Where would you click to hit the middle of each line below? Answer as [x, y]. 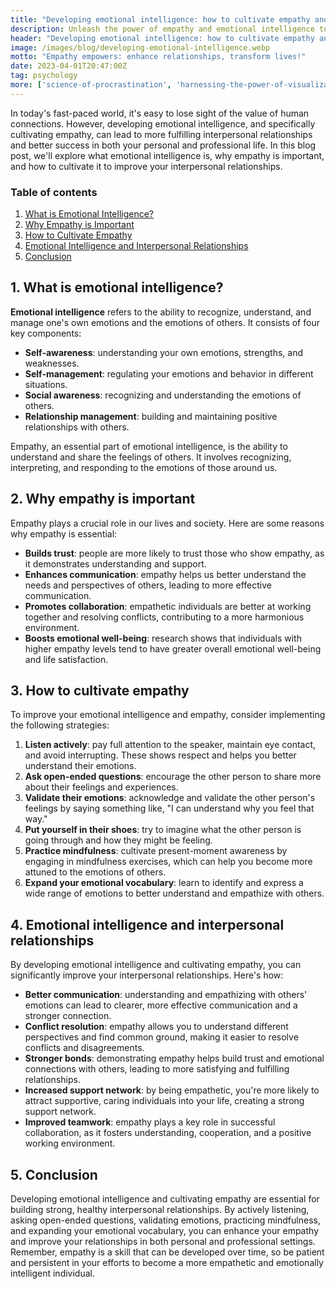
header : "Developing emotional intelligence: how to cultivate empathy [162, 38]
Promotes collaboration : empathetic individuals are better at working [168, 606]
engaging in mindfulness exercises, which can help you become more [168, 862]
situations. [46, 384]
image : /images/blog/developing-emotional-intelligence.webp [140, 47]
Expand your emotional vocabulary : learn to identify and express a [164, 883]
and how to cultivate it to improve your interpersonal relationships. [146, 166]
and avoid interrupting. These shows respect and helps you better [160, 755]
